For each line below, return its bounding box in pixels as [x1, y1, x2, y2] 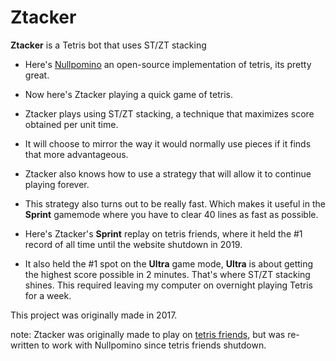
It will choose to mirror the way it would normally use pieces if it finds [24, 137, 312, 150]
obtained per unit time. [24, 118, 119, 130]
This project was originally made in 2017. [10, 309, 178, 321]
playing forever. [24, 178, 90, 190]
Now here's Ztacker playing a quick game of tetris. [24, 88, 233, 100]
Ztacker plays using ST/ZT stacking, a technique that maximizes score [24, 107, 315, 120]
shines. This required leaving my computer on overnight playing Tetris [24, 279, 313, 291]
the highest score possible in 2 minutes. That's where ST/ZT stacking [24, 268, 311, 280]
